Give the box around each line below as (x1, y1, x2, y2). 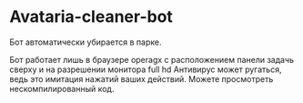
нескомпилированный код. (9, 83, 115, 94)
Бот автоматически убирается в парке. (9, 36, 162, 47)
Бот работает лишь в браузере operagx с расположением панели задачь (9, 54, 294, 65)
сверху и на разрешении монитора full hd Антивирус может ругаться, (9, 64, 282, 75)
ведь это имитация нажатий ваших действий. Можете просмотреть (9, 73, 274, 84)
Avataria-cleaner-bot (9, 6, 173, 27)
